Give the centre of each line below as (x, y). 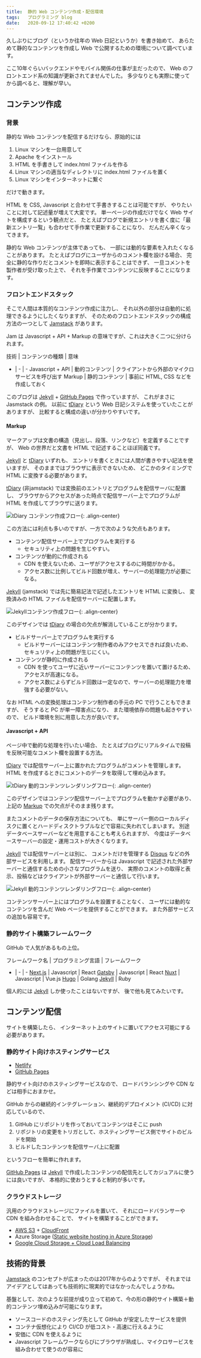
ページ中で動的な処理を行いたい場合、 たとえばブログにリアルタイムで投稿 (99, 745)
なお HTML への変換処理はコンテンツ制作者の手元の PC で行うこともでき (96, 702)
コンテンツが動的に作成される (51, 556)
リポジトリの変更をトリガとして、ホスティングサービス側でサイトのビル (103, 1132)
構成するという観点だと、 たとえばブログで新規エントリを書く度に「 (101, 220)
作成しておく (31, 384)
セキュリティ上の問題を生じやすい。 (68, 548)
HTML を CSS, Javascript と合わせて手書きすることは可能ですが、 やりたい (99, 205)
